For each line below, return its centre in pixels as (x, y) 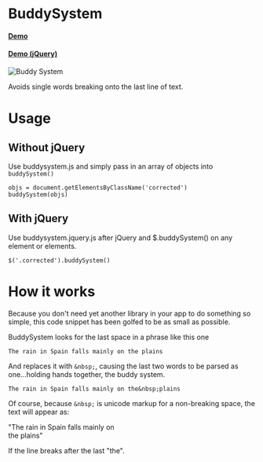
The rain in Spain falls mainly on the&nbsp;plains (94, 389)
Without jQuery (47, 148)
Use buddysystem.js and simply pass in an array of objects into (111, 166)
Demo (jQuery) (33, 54)
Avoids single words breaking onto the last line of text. (96, 87)
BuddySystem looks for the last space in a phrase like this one (109, 337)
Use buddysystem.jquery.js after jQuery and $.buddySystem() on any (121, 238)
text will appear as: (38, 412)
